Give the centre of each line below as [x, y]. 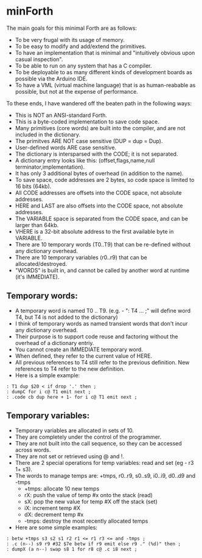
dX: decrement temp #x [54, 514]
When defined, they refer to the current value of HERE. [84, 356]
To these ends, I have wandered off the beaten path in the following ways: [99, 103]
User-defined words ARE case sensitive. [66, 147]
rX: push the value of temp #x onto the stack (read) [89, 495]
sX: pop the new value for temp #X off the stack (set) [91, 501]
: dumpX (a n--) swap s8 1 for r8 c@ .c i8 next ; [72, 549]
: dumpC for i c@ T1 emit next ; [49, 392]
